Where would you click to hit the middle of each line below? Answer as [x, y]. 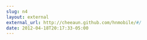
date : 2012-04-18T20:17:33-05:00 [47, 28]
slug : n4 [17, 11]
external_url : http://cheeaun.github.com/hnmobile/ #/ [74, 22]
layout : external [28, 17]
